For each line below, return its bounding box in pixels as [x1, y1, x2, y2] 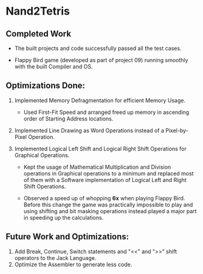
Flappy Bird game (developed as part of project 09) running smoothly [14, 57, 188, 63]
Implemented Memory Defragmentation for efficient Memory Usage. [14, 96, 186, 104]
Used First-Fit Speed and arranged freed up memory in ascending [23, 108, 190, 116]
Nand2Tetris [5, 4, 71, 18]
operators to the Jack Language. [14, 254, 97, 261]
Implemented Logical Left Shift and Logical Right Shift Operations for [14, 145, 187, 152]
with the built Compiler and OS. [14, 63, 93, 70]
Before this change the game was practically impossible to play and [23, 201, 193, 208]
